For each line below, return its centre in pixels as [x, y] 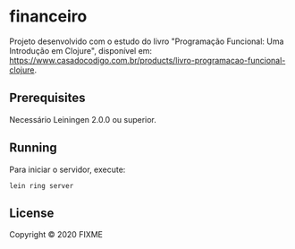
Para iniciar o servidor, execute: [67, 169]
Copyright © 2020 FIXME [56, 235]
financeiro [48, 17]
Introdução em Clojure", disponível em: [81, 50]
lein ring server [42, 185]
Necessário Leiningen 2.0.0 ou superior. [83, 119]
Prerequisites [47, 98]
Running [34, 148]
